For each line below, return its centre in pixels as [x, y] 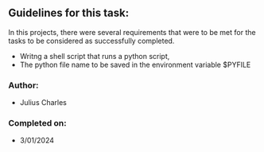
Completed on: [37, 123]
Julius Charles [43, 103]
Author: [23, 85]
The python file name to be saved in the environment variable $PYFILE [135, 64]
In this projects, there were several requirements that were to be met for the [132, 32]
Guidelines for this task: [69, 13]
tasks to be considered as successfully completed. [91, 41]
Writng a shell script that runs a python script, [95, 56]
